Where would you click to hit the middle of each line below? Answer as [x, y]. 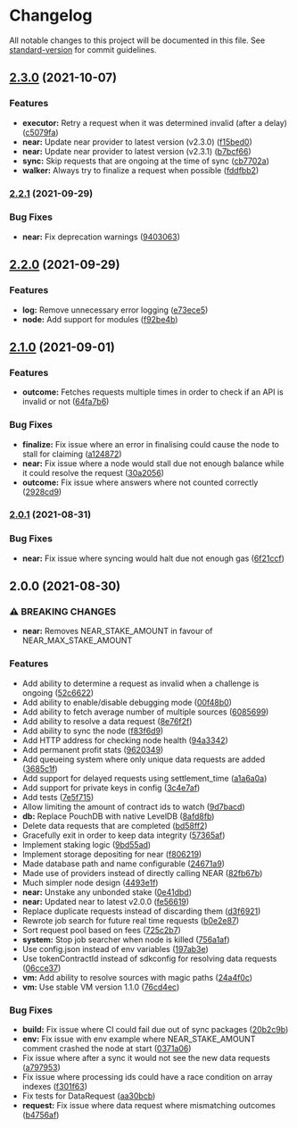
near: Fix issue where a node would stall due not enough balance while [153, 463]
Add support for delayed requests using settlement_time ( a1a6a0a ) [144, 778]
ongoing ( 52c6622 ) [58, 692]
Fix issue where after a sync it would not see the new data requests [146, 1058]
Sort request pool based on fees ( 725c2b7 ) [101, 930]
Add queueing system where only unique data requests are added [144, 759]
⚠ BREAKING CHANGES [63, 612]
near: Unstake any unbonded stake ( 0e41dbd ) [107, 892]
